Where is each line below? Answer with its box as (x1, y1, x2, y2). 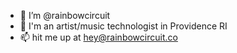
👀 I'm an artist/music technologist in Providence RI (19, 20, 228, 32)
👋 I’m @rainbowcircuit (19, 10, 111, 21)
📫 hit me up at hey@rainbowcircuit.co (19, 31, 178, 43)
